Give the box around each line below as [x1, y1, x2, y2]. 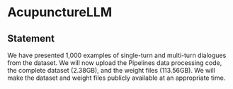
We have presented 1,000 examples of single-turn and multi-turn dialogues [7, 51, 227, 59]
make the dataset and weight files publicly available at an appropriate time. [7, 73, 226, 82]
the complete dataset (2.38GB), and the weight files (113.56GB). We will [7, 66, 215, 74]
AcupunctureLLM [7, 4, 112, 20]
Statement [7, 32, 55, 44]
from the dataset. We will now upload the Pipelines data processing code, [7, 59, 222, 67]
